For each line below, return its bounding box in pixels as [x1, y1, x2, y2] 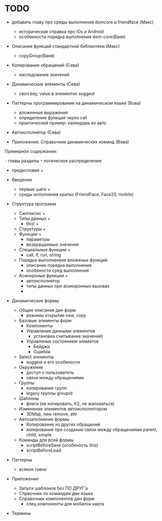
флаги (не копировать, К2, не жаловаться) [26, 400, 115, 406]
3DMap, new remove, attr [26, 411, 77, 417]
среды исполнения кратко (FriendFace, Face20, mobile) [18, 191, 134, 197]
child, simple [26, 432, 52, 437]
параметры [26, 236, 50, 242]
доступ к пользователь [26, 369, 74, 375]
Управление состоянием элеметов [26, 338, 99, 344]
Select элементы [18, 354, 54, 360]
